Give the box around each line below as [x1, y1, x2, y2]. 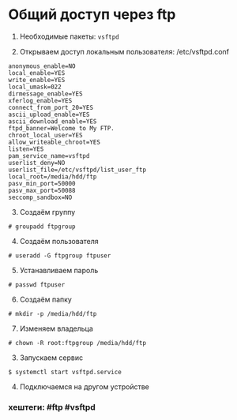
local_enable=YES [8, 69, 66, 77]
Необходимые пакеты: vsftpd [19, 32, 120, 41]
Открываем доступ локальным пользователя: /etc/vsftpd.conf [19, 47, 230, 56]
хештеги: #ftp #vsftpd [8, 401, 96, 412]
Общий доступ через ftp [8, 6, 176, 24]
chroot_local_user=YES [8, 131, 83, 139]
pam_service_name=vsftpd [8, 152, 90, 159]
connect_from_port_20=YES [8, 103, 93, 111]
